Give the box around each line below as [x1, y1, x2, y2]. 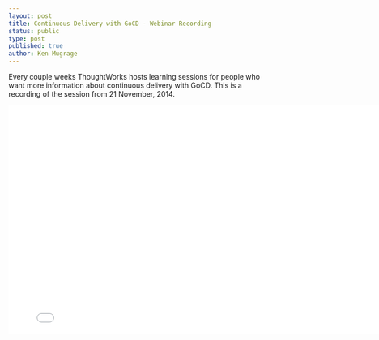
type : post [8, 34, 45, 43]
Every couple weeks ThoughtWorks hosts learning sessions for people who [8, 72, 261, 81]
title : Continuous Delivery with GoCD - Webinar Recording [8, 19, 212, 28]
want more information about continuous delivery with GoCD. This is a [8, 80, 243, 90]
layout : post [8, 11, 53, 20]
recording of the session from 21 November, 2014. [8, 89, 176, 98]
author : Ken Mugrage [8, 49, 79, 58]
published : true [8, 42, 63, 50]
